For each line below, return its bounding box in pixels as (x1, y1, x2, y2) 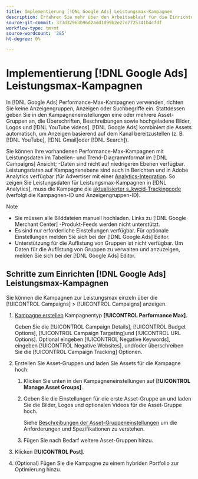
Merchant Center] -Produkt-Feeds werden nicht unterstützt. (14, 221, 160, 228)
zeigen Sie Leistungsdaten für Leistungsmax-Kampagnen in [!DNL (6, 179, 167, 186)
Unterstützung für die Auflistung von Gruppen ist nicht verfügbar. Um (14, 239, 184, 247)
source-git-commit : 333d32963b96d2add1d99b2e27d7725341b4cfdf (6, 19, 162, 25)
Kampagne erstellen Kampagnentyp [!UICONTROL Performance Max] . (14, 311, 187, 319)
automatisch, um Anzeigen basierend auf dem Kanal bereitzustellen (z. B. (6, 130, 184, 137)
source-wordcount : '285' (6, 31, 67, 37)
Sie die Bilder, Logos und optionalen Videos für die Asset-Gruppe (23, 401, 182, 408)
